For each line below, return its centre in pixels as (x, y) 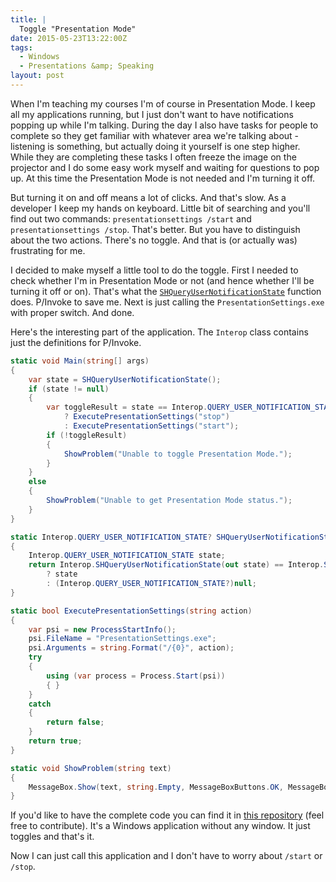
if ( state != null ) (69, 389)
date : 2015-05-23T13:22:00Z (69, 38)
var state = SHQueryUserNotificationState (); (125, 379)
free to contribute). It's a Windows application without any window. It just (160, 826)
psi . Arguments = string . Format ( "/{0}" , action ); (131, 648)
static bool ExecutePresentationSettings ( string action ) (131, 611)
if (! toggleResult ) (87, 435)
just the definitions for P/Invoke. (76, 342)
